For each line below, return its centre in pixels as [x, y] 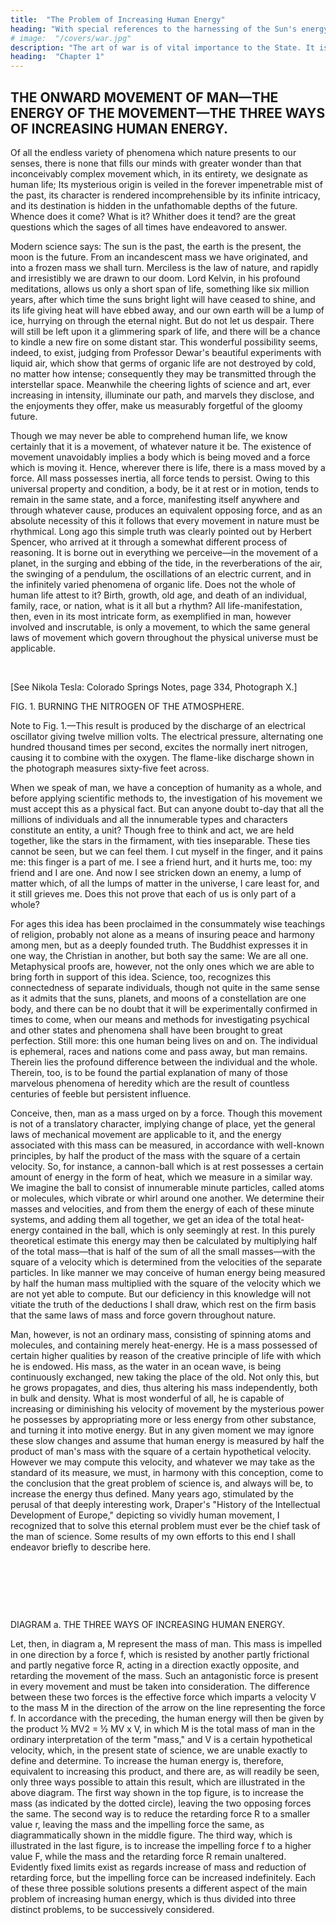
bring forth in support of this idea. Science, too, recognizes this [141, 977]
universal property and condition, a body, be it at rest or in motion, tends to [165, 488]
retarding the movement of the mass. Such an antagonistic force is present [164, 1675]
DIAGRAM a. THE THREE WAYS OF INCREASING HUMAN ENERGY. [148, 1624]
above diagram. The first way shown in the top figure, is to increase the [157, 1792]
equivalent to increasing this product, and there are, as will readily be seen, [165, 1771]
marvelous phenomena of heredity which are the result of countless [150, 1083]
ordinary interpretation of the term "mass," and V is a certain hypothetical [161, 1739]
